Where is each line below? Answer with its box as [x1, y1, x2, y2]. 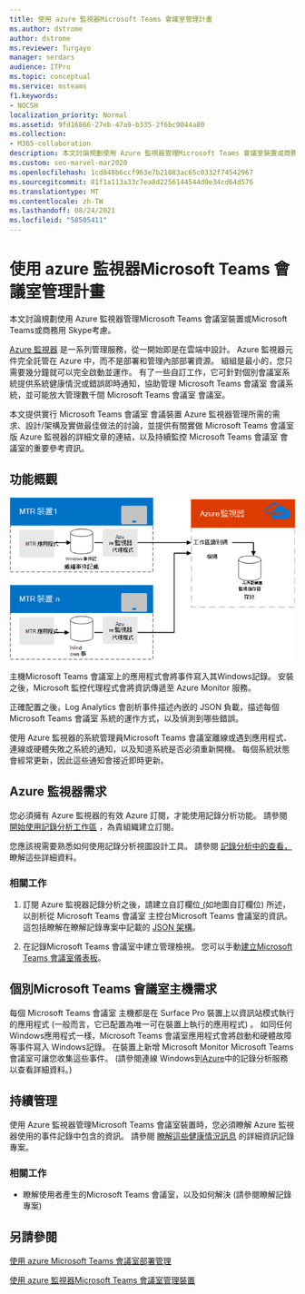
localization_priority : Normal [9, 110, 128, 120]
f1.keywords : [9, 91, 59, 100]
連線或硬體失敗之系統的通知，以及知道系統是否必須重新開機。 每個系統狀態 [9, 743, 290, 754]
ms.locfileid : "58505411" [9, 216, 107, 225]
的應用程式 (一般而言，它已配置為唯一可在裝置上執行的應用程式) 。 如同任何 [9, 1018, 293, 1030]
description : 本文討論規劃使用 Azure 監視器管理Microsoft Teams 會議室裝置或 [9, 149, 284, 158]
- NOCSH [9, 101, 39, 110]
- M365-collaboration [9, 139, 92, 149]
